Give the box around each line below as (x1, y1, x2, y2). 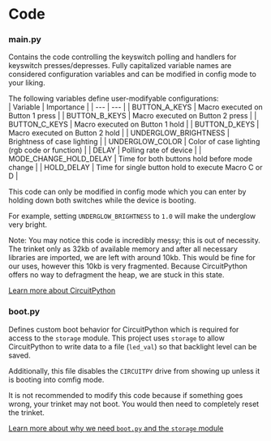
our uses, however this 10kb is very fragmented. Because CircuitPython (8, 261, 247, 272)
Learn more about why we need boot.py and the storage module (8, 423, 224, 433)
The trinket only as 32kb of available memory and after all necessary (8, 244, 238, 254)
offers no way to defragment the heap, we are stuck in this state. (8, 270, 225, 280)
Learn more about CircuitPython (8, 285, 116, 296)
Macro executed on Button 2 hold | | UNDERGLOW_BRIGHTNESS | (8, 128, 230, 138)
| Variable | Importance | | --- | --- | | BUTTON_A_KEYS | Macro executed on (8, 102, 264, 112)
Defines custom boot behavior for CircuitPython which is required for (8, 324, 239, 334)
